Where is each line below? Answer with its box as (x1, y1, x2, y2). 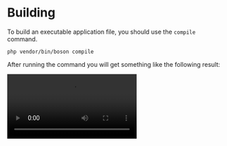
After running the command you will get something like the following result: (7, 60, 221, 68)
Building (7, 5, 56, 21)
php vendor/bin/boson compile (7, 48, 95, 55)
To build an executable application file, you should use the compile (7, 28, 196, 36)
